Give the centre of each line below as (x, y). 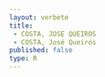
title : (21, 26)
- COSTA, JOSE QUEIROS (55, 34)
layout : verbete (39, 17)
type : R (23, 58)
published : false (41, 50)
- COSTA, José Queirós (55, 42)
